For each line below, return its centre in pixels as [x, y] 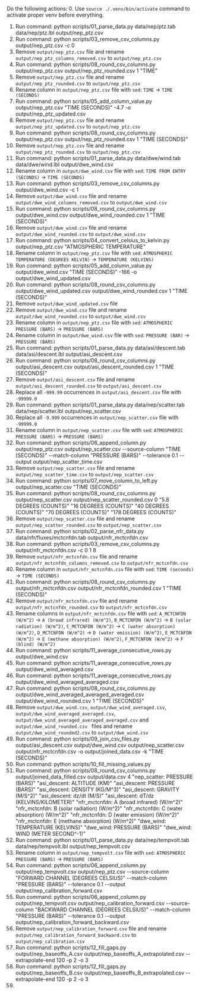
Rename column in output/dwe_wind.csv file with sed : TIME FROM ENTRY [100, 171]
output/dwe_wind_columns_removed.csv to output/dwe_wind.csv [91, 202]
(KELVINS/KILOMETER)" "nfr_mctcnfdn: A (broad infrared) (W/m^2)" [99, 802]
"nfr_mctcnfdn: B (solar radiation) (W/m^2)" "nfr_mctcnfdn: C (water [99, 808]
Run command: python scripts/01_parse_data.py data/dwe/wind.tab [98, 158]
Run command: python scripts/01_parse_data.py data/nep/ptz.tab [95, 26]
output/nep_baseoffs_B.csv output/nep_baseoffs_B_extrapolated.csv [100, 973]
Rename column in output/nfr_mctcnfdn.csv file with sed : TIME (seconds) [105, 569]
